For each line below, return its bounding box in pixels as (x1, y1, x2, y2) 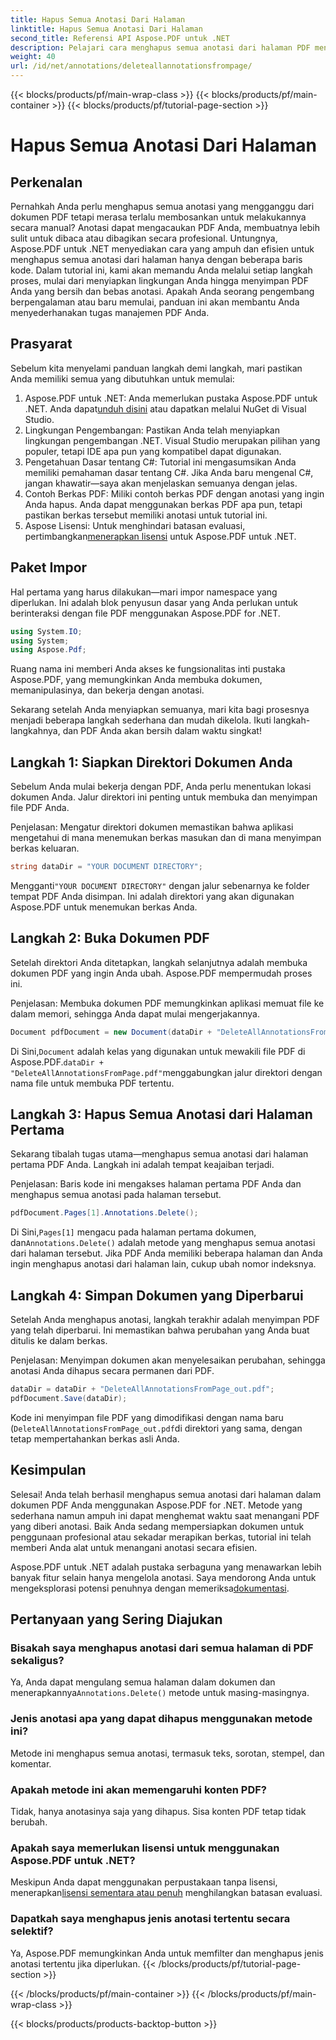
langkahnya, (10, 725, 61, 737)
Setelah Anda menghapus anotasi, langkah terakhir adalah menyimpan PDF (10, 1314, 320, 1326)
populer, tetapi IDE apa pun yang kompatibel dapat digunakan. (24, 445, 282, 457)
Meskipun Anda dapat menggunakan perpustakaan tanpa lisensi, (10, 1876, 278, 1888)
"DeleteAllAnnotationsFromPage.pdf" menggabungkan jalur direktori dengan (10, 1066, 323, 1078)
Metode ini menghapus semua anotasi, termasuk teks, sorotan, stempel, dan (10, 1747, 325, 1759)
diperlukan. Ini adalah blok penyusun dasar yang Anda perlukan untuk (10, 596, 298, 608)
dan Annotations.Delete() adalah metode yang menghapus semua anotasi (10, 1237, 316, 1249)
